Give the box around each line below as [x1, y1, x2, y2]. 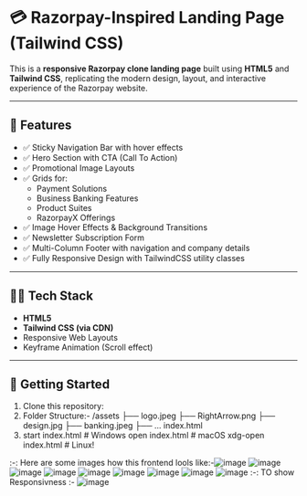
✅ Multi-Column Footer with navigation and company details [22, 242, 250, 253]
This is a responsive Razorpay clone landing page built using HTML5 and [9, 63, 290, 74]
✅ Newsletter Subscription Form [22, 232, 144, 243]
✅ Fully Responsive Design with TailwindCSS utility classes [22, 252, 245, 263]
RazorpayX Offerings [36, 212, 116, 223]
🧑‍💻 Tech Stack [9, 289, 94, 304]
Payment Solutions [36, 183, 108, 194]
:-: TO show [249, 467, 295, 478]
